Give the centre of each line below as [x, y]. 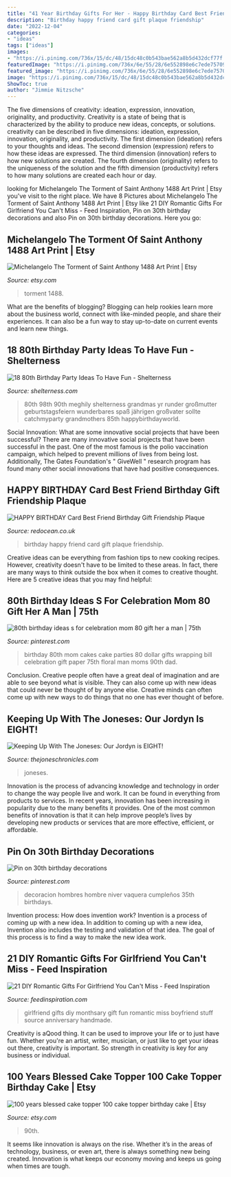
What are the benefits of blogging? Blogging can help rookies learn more [110, 306]
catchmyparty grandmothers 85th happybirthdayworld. [102, 418]
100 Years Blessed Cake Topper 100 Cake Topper [114, 1077]
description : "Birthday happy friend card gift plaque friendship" [106, 20]
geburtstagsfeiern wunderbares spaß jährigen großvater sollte [112, 411]
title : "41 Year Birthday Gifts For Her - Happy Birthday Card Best [107, 13]
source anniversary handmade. [68, 1020]
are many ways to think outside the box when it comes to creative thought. [113, 572]
